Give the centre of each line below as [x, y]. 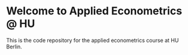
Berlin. [14, 47]
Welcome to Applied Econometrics [94, 11]
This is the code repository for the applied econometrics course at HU [93, 40]
